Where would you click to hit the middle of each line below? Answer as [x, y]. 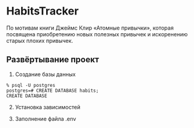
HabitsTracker [42, 11]
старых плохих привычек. [40, 40]
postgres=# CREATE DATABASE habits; [52, 91]
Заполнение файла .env [45, 118]
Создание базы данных [45, 74]
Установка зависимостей [48, 107]
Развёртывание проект [53, 59]
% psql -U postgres [31, 85]
